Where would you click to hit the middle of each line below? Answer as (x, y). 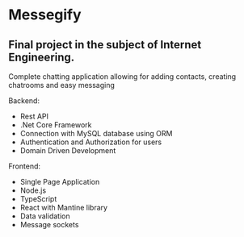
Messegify (45, 15)
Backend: (24, 101)
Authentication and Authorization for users (91, 142)
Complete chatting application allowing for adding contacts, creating (122, 77)
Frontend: (25, 166)
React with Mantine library (63, 208)
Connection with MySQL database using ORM (96, 133)
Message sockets (49, 225)
